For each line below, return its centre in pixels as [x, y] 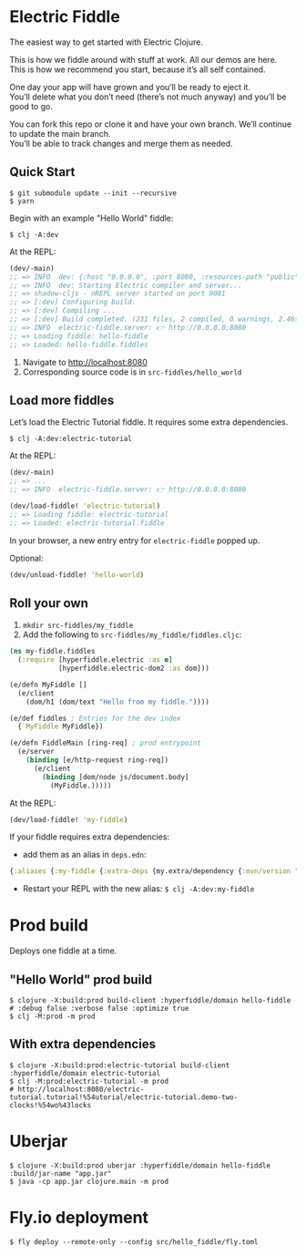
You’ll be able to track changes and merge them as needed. [121, 143]
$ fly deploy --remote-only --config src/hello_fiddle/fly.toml [134, 1241]
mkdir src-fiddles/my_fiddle [78, 626]
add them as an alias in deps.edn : [84, 855]
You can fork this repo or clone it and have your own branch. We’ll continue [151, 124]
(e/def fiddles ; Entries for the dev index [95, 718]
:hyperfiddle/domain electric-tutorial [85, 1073]
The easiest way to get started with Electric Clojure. [106, 42]
